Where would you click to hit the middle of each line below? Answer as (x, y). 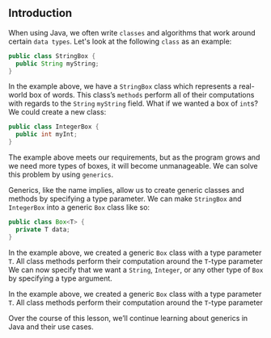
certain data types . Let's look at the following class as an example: (120, 41)
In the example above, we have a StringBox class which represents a (123, 86)
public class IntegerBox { (54, 127)
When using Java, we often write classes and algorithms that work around (132, 32)
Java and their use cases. (51, 327)
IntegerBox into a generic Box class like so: (79, 207)
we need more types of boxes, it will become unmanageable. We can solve (133, 166)
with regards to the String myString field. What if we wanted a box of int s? (133, 103)
